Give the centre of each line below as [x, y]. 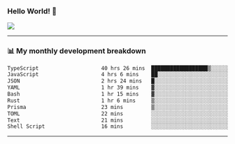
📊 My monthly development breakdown [77, 51]
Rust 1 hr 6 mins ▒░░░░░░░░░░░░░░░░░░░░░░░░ [119, 101]
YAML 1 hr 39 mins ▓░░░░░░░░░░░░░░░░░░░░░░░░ [119, 88]
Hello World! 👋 [32, 11]
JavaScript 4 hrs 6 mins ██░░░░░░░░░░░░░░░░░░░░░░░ [119, 75]
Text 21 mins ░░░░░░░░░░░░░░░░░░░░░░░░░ [119, 120]
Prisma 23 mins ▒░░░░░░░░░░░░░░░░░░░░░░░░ [119, 107]
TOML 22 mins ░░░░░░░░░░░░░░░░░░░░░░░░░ [119, 114]
